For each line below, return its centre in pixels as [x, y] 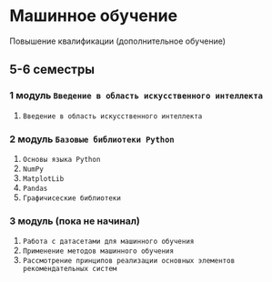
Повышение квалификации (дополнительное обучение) [117, 41]
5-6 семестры [52, 70]
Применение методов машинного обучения [98, 251]
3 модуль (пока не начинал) [75, 221]
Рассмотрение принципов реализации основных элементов [129, 261]
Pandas [35, 188]
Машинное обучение [94, 16]
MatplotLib [43, 178]
